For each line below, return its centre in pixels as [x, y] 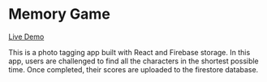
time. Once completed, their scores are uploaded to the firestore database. [133, 69]
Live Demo [26, 37]
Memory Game [60, 14]
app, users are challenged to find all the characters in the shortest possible [134, 61]
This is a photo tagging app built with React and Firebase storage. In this [129, 52]
